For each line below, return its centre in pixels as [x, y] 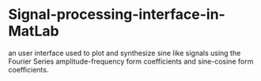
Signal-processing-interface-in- [117, 15]
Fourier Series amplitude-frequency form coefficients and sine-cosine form [131, 61]
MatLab [34, 31]
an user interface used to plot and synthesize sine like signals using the [125, 53]
